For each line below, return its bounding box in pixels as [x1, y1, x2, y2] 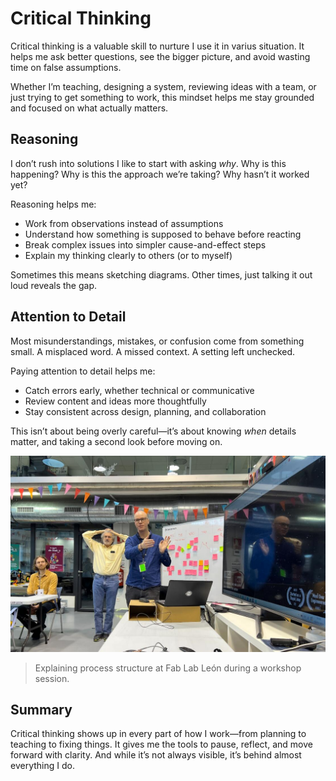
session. [34, 672, 70, 684]
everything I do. [10, 760, 75, 772]
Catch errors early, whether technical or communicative [24, 384, 255, 396]
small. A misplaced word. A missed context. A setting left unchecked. [10, 345, 296, 357]
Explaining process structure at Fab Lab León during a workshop [34, 662, 302, 674]
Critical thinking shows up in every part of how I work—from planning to [10, 728, 307, 740]
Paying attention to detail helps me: [10, 365, 156, 377]
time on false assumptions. [10, 61, 122, 73]
